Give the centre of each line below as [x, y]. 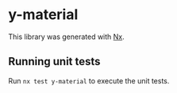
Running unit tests [54, 62]
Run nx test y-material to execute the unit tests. [89, 80]
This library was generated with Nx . [66, 37]
